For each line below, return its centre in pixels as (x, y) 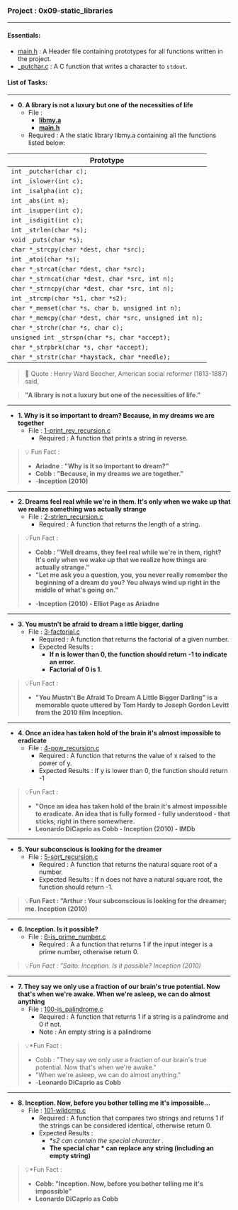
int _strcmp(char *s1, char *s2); (69, 298)
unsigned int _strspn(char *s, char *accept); (91, 337)
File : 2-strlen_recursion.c (66, 517)
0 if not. (50, 1024)
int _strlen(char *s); (49, 230)
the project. (34, 58)
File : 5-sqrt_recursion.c (63, 857)
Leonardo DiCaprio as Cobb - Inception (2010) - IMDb (115, 828)
